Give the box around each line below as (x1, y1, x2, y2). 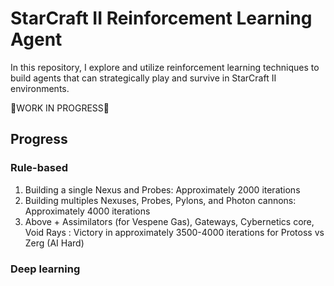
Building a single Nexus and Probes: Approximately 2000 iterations (24, 183, 301, 196)
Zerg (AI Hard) (24, 237, 85, 249)
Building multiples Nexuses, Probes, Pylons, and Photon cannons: (24, 194, 297, 206)
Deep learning (10, 262, 81, 276)
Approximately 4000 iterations (24, 205, 151, 217)
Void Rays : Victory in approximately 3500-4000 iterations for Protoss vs (24, 226, 325, 238)
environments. (10, 82, 70, 94)
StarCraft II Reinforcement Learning (10, 7, 313, 30)
